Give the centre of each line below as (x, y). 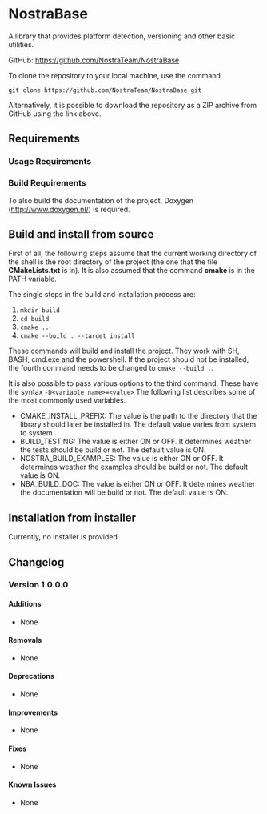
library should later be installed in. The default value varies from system (138, 424)
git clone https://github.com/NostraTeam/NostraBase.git (105, 90)
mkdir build (40, 311)
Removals (25, 640)
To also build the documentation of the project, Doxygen (101, 200)
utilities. (21, 44)
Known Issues (32, 784)
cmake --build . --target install (77, 336)
